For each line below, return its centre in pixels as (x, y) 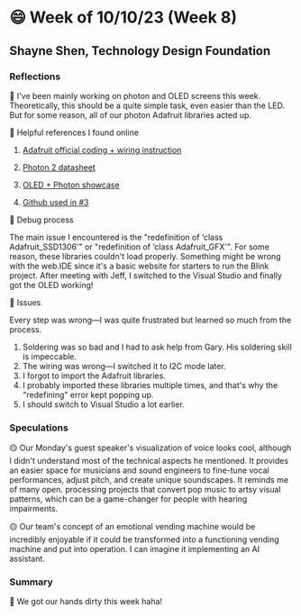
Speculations (39, 428)
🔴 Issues (25, 302)
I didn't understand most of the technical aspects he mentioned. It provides (149, 461)
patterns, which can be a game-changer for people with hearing (128, 499)
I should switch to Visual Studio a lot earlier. (103, 404)
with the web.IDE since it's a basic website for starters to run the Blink (139, 266)
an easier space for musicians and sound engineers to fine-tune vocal (139, 470)
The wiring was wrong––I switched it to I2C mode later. (124, 366)
